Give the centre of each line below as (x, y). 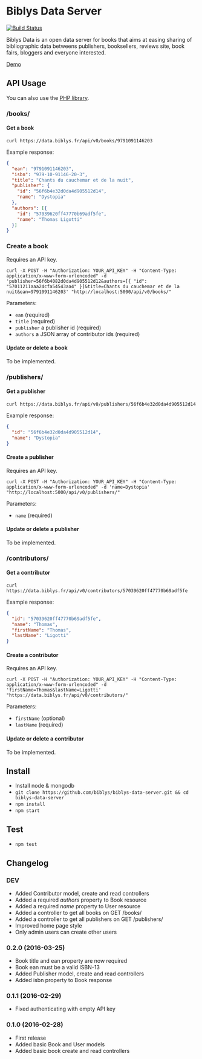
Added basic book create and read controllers (72, 1051)
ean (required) (32, 315)
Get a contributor (28, 573)
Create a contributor (32, 655)
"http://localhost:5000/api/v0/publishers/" (63, 492)
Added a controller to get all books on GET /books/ (78, 912)
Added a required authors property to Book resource (81, 900)
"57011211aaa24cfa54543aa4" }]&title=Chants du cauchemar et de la (93, 286)
